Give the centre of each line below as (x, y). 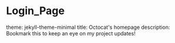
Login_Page (35, 11)
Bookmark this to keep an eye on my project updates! (71, 33)
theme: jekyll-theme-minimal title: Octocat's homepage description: (88, 27)
